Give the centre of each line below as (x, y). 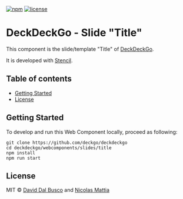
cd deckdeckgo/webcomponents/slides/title (59, 148)
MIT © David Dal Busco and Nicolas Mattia (58, 190)
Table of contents (39, 79)
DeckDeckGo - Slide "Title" (74, 33)
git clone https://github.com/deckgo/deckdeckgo (67, 143)
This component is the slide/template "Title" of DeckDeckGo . (80, 49)
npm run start (24, 158)
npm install (21, 153)
